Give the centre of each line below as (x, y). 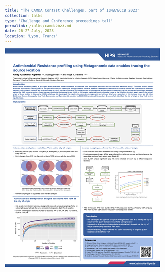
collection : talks (24, 15)
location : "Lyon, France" (31, 36)
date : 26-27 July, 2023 (29, 31)
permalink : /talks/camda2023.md (38, 26)
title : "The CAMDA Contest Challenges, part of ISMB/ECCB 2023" (72, 10)
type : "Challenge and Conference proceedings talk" (59, 21)
